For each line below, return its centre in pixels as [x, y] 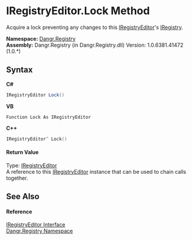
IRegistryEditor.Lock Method [78, 11]
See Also [23, 197]
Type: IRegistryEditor [32, 165]
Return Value [22, 153]
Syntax [19, 70]
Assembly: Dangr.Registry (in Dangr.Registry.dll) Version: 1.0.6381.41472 [95, 45]
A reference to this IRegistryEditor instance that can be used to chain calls [96, 171]
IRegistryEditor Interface [36, 225]
